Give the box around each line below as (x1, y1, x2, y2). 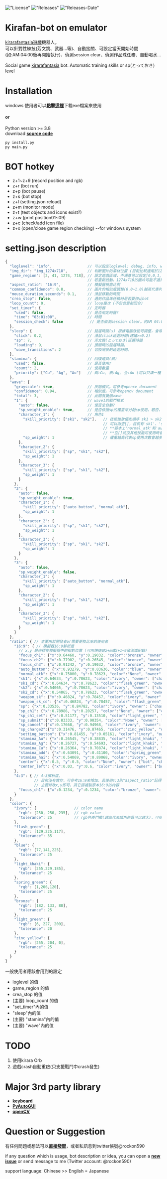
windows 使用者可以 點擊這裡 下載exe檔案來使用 (5, 102, 102, 108)
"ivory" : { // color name (14, 806, 103, 811)
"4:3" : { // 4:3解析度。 (14, 773, 63, 778)
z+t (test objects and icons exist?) (12, 209, 82, 215)
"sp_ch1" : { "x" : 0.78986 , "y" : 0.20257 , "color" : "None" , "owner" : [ (18, 708, 159, 714)
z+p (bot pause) (12, 188, 46, 194)
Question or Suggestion (5, 1126, 105, 1137)
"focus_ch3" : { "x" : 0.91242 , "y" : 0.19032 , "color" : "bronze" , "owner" (18, 662, 164, 667)
